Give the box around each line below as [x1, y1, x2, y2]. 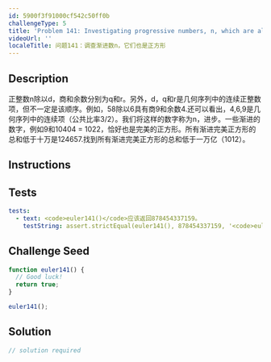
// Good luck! [15, 273, 63, 281]
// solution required [8, 346, 81, 355]
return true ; [15, 281, 60, 289]
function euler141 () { [8, 265, 85, 274]
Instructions [8, 158, 71, 172]
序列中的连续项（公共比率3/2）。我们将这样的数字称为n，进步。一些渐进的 [15, 114, 261, 123]
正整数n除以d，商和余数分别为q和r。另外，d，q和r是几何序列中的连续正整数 [8, 94, 262, 103]
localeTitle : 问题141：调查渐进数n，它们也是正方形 [8, 42, 166, 50]
